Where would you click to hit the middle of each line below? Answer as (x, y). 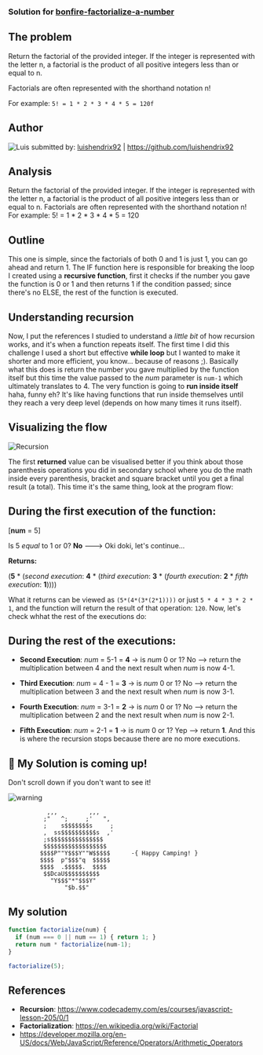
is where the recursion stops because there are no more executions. (130, 739)
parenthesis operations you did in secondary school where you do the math (130, 470)
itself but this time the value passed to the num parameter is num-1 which (126, 377)
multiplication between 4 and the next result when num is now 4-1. (127, 668)
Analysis (30, 171)
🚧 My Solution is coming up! (78, 763)
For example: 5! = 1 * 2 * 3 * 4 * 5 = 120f (81, 103)
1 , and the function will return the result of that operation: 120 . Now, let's (125, 608)
